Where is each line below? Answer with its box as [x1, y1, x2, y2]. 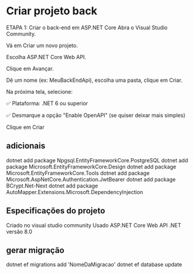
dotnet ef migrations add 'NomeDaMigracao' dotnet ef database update [6, 261, 183, 268]
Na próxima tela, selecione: [6, 88, 73, 95]
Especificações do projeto [6, 206, 105, 216]
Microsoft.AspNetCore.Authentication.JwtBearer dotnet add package [6, 176, 176, 183]
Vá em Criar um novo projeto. [6, 42, 79, 49]
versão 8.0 [6, 228, 33, 235]
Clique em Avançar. [6, 64, 54, 72]
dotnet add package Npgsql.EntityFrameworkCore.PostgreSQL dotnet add [6, 156, 189, 164]
